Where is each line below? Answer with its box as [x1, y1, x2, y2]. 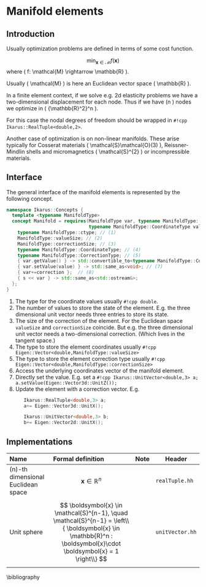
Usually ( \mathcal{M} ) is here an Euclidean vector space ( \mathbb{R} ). [6, 80, 191, 87]
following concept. [6, 195, 53, 202]
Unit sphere [9, 528, 43, 537]
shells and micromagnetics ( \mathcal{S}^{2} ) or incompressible [26, 148, 190, 155]
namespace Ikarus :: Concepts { [6, 206, 84, 213]
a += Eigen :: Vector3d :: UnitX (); [23, 403, 104, 409]
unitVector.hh [155, 529, 197, 536]
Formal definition [53, 455, 104, 463]
